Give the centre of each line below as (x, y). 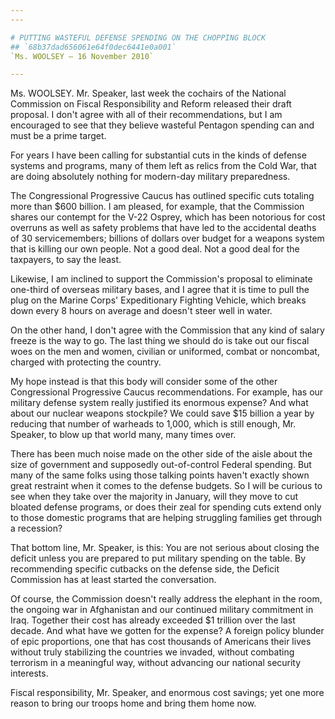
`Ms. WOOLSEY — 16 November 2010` (82, 56)
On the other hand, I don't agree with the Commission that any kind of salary (167, 330)
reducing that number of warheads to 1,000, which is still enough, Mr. (153, 424)
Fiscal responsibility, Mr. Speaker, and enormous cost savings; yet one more (167, 693)
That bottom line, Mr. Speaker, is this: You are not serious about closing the (165, 548)
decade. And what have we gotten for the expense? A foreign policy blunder (167, 631)
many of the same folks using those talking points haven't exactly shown (160, 475)
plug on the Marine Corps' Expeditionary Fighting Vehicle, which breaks (158, 300)
